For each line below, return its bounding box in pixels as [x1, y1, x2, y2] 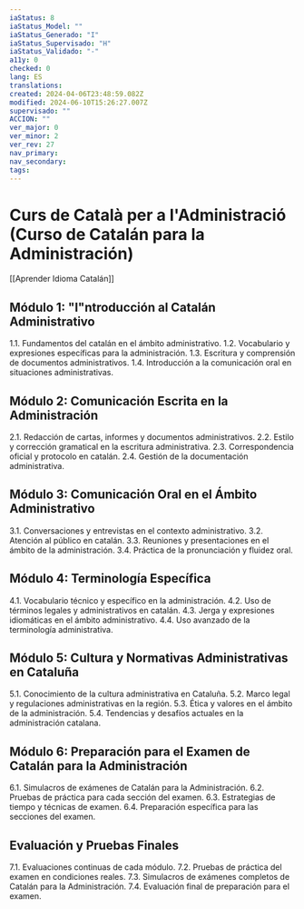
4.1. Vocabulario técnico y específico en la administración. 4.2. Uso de [9, 594, 272, 605]
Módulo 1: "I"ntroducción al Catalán [9, 299, 216, 315]
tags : [9, 165, 30, 175]
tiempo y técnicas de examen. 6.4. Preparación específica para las [9, 802, 259, 813]
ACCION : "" [9, 115, 51, 124]
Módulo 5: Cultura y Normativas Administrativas [9, 650, 289, 665]
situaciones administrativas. [9, 367, 113, 378]
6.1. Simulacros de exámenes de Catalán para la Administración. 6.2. [9, 783, 265, 794]
